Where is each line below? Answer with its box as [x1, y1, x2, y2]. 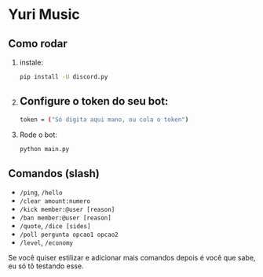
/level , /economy [19, 238, 74, 247]
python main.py [19, 145, 70, 153]
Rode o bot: [19, 130, 57, 139]
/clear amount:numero [19, 198, 90, 205]
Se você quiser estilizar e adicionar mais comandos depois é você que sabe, [8, 253, 256, 263]
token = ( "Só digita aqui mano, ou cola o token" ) [19, 116, 189, 124]
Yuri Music [8, 6, 80, 24]
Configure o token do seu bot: [19, 94, 169, 108]
